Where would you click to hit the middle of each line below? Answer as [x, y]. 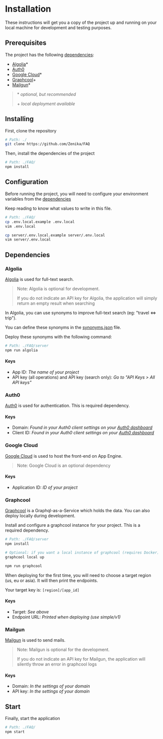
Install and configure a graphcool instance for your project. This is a [73, 525]
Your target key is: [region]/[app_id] [42, 590]
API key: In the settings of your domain [51, 691]
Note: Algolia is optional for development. [58, 289]
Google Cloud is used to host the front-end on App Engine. [64, 456]
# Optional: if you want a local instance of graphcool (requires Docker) [82, 553]
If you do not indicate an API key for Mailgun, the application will [81, 659]
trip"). [11, 318]
